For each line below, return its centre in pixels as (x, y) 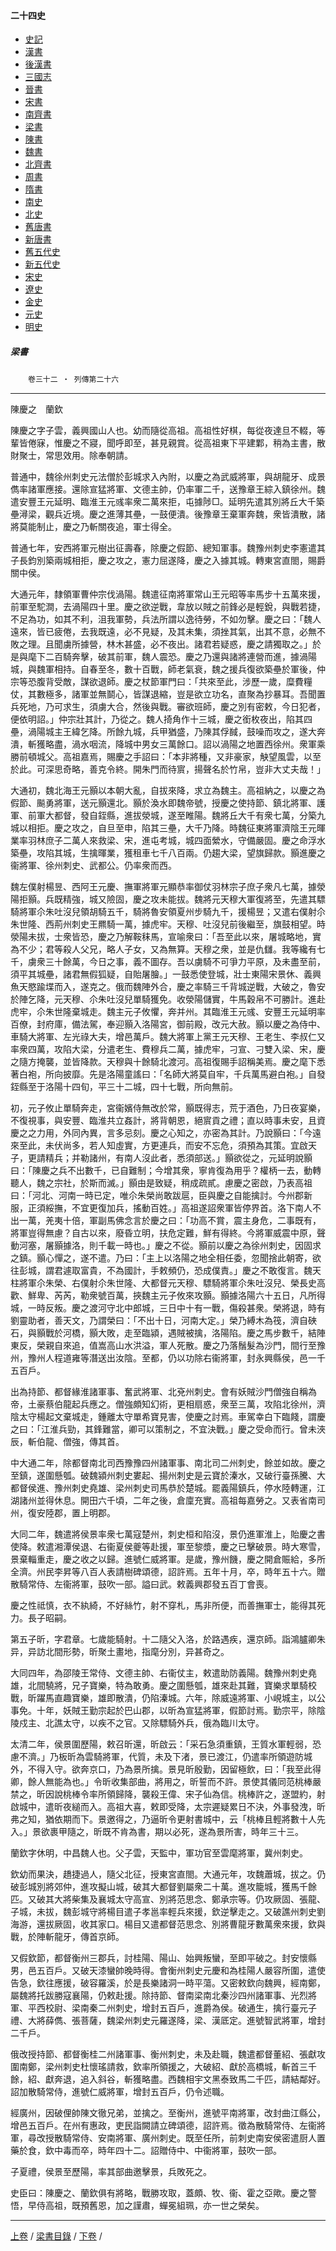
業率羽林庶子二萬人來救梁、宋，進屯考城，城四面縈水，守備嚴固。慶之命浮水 (168, 841)
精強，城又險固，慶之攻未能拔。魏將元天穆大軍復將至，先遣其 (189, 899)
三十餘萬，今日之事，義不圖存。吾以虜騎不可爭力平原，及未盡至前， (185, 962)
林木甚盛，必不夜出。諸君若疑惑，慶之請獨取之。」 (209, 644)
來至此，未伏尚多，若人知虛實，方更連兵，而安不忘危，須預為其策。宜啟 (159, 1146)
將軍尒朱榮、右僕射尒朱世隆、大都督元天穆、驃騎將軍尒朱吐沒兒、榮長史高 (172, 1283)
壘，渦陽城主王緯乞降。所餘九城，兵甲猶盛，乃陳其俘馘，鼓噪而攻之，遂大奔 (168, 732)
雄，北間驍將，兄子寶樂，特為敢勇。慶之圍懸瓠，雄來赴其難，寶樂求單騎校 (163, 1686)
